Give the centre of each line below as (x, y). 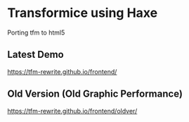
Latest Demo (36, 55)
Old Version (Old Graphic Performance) (95, 94)
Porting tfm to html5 (36, 32)
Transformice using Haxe (83, 13)
